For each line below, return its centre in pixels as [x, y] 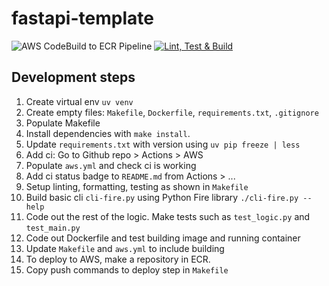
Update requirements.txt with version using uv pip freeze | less [163, 144]
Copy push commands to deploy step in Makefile [127, 269]
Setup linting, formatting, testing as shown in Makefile [137, 186]
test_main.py [53, 228]
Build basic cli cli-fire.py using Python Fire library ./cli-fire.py [162, 197]
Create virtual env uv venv [79, 101]
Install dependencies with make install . [108, 133]
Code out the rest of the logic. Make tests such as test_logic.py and [168, 216]
